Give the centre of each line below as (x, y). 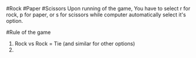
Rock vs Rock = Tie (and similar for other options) (75, 44)
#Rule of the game (29, 32)
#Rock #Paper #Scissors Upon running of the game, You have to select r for (98, 8)
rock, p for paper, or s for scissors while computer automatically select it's (96, 15)
